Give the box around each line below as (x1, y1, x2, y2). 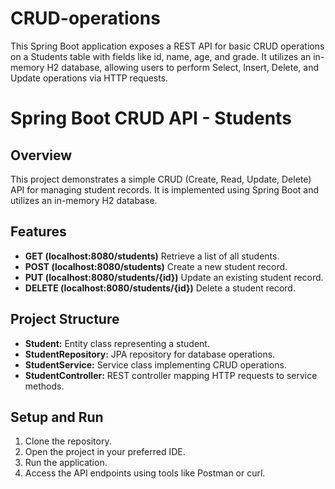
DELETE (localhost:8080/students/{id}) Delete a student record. (24, 282, 296, 294)
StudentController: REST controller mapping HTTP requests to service (24, 369, 318, 381)
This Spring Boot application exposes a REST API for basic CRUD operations (10, 40, 325, 52)
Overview (10, 147, 73, 164)
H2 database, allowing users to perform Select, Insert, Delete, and (46, 61, 319, 73)
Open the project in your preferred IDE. (24, 446, 186, 458)
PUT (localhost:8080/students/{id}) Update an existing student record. (24, 271, 324, 283)
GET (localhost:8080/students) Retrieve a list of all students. (24, 250, 280, 262)
